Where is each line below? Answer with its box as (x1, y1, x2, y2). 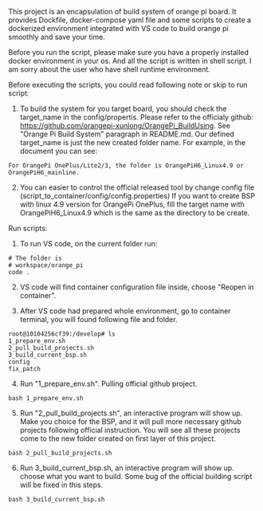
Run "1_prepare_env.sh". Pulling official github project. (19, 379, 198, 388)
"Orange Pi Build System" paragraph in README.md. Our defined (19, 129, 235, 139)
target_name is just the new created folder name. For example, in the (19, 138, 245, 147)
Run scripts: (8, 223, 48, 233)
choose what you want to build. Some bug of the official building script (19, 472, 253, 481)
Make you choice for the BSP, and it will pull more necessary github (19, 417, 241, 426)
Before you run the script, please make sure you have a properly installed (8, 48, 249, 57)
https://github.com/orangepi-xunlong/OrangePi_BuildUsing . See (19, 121, 231, 130)
